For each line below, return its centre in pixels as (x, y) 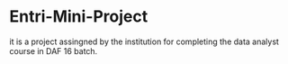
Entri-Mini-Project (79, 17)
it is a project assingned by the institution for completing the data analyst (144, 41)
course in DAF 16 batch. (54, 50)
